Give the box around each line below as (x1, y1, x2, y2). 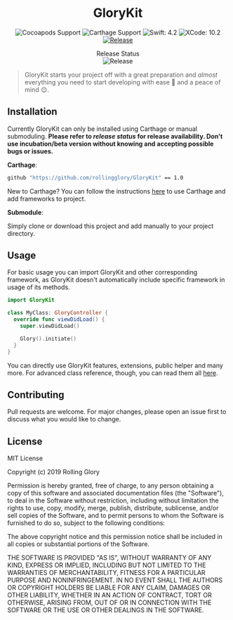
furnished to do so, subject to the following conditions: (7, 519, 165, 527)
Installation (7, 106, 58, 118)
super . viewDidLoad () (20, 322, 80, 330)
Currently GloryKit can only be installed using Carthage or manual (7, 125, 198, 133)
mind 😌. (24, 85, 49, 94)
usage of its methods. (7, 283, 70, 291)
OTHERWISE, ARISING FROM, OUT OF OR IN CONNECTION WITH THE (7, 598, 212, 607)
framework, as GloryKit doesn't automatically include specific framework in (7, 276, 225, 284)
